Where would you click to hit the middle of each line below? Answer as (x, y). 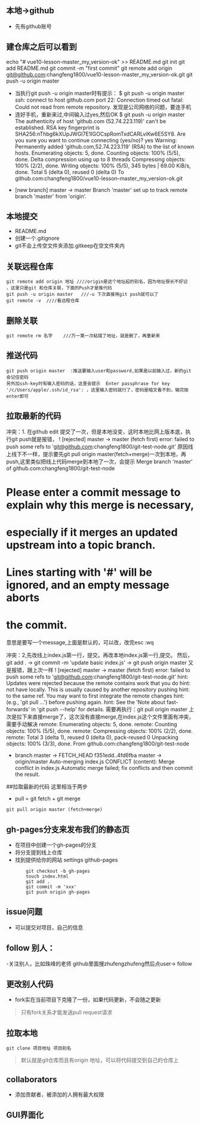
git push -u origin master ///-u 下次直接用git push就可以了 (82, 295)
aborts (23, 598)
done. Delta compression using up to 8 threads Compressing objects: (100, 159)
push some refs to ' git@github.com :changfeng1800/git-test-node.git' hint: (97, 677)
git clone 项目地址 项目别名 (39, 1048)
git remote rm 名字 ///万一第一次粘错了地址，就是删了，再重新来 (83, 336)
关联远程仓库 (30, 266)
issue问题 (24, 912)
